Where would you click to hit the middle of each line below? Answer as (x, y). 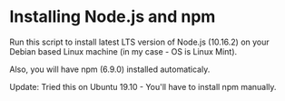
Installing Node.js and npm (113, 17)
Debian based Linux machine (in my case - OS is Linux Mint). (123, 51)
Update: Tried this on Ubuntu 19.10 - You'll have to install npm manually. (143, 86)
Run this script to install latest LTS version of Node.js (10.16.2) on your (139, 42)
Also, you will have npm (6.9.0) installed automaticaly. (110, 69)
